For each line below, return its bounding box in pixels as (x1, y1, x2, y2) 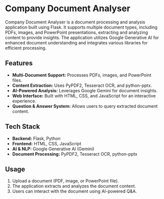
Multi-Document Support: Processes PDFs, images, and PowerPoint (12, 72, 152, 78)
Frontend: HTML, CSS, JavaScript (12, 140, 82, 146)
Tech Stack (5, 122, 40, 131)
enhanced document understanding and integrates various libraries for (5, 40, 148, 45)
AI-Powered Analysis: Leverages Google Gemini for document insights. (12, 87, 158, 93)
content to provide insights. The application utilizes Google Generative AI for (5, 35, 159, 40)
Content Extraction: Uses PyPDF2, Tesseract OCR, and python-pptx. (12, 82, 152, 88)
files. (12, 77, 23, 83)
